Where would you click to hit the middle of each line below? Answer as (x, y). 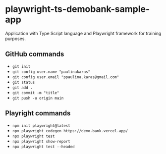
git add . (23, 88)
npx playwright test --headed (44, 147)
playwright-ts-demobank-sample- (78, 9)
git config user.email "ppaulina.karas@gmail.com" (66, 77)
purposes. (16, 39)
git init (21, 66)
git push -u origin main (38, 98)
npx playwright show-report (41, 141)
